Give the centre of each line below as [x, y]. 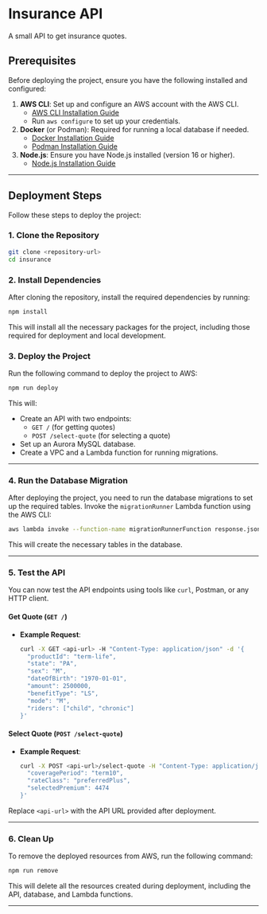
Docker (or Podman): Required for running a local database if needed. [134, 129]
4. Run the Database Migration [68, 480]
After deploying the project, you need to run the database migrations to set [131, 498]
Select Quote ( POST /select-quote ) [66, 733]
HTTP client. [29, 599]
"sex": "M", [47, 671]
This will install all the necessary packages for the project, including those [129, 326]
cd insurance [30, 260]
